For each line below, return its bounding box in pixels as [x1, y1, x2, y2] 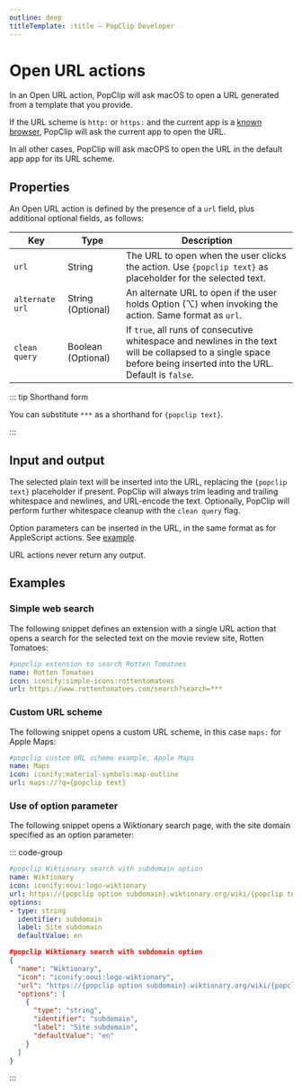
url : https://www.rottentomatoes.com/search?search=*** [9, 684, 223, 693]
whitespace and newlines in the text [125, 335, 278, 347]
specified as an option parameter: [9, 829, 135, 841]
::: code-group [9, 847, 63, 858]
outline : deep [9, 13, 63, 22]
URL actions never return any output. [9, 549, 147, 560]
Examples [9, 576, 66, 591]
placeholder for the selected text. [125, 272, 266, 284]
